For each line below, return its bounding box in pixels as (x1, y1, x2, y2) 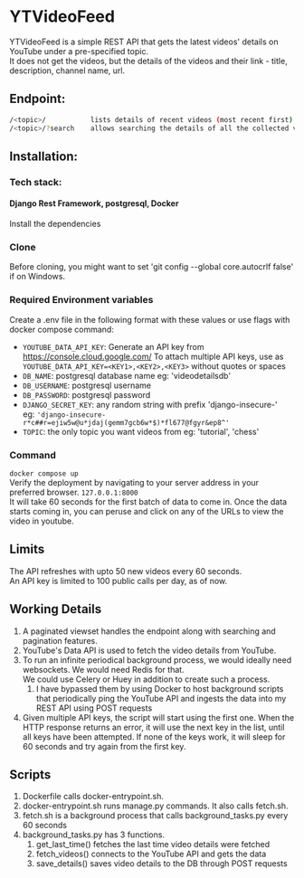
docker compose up (9, 468, 79, 478)
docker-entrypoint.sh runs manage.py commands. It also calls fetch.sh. (22, 800, 289, 811)
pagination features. (22, 635, 98, 646)
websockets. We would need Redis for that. (22, 664, 185, 675)
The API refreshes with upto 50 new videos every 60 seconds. (9, 565, 242, 576)
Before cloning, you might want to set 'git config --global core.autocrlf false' (9, 261, 294, 272)
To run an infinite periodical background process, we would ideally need (22, 654, 292, 666)
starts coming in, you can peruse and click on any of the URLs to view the (9, 505, 284, 516)
